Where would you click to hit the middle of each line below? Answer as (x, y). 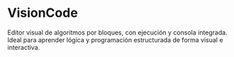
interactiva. (24, 47)
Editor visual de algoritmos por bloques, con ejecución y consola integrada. (118, 32)
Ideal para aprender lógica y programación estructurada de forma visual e (115, 39)
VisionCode (43, 13)
